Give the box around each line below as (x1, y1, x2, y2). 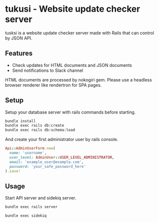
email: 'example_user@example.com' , (9, 160, 84, 164)
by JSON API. (5, 35, 33, 41)
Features (5, 49, 33, 58)
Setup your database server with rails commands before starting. (5, 109, 136, 115)
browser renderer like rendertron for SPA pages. (5, 82, 102, 88)
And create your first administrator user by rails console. (5, 137, 119, 142)
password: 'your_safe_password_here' (9, 164, 86, 169)
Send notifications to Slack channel (12, 67, 83, 73)
